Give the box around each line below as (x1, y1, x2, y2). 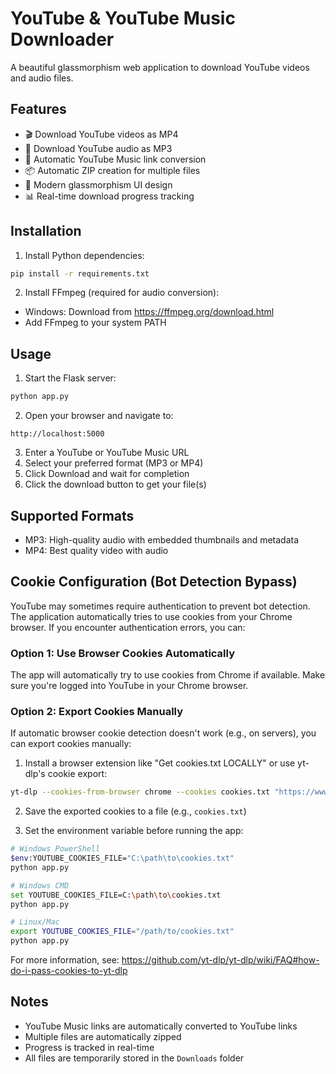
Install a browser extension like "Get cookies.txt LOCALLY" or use (24, 757, 296, 769)
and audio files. (10, 72, 74, 84)
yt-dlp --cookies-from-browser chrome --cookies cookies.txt (10, 787, 271, 797)
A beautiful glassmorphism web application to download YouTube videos (10, 61, 310, 73)
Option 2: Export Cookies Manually (10, 704, 184, 718)
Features (10, 101, 67, 118)
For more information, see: (10, 954, 120, 966)
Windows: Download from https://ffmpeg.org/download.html (24, 306, 275, 318)
